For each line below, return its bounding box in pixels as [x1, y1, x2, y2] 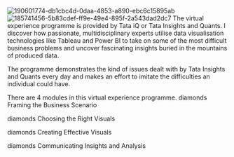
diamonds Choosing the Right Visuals [7, 114, 116, 123]
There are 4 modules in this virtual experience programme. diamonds [7, 93, 207, 102]
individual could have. [7, 80, 71, 88]
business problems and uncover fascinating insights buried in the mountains [7, 44, 228, 52]
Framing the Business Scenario [7, 101, 97, 109]
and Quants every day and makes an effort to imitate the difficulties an [7, 72, 210, 81]
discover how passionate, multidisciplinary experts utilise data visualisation [7, 29, 224, 37]
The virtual [172, 14, 205, 22]
